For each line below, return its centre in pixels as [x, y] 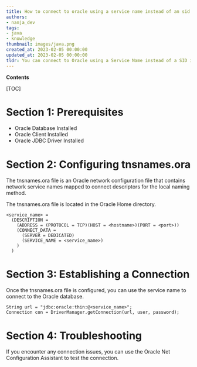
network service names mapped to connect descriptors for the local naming [98, 187]
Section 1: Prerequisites [65, 112]
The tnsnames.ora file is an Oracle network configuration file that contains [96, 181]
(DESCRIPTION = [30, 220]
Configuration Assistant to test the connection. [62, 358]
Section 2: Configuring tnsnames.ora [98, 164]
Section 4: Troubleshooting [74, 336]
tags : [13, 28]
